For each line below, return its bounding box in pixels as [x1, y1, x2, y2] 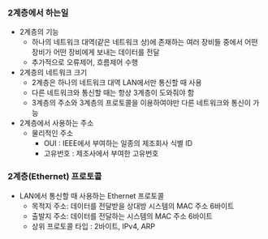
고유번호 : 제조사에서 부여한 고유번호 [43, 148, 159, 159]
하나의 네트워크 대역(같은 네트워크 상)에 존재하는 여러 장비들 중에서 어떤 [31, 37, 258, 47]
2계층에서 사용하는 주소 [19, 118, 94, 128]
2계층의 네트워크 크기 [19, 67, 88, 78]
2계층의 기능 [19, 27, 59, 37]
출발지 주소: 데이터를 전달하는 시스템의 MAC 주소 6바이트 [31, 211, 213, 220]
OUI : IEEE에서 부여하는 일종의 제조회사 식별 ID [43, 139, 192, 148]
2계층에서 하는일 [7, 6, 69, 18]
